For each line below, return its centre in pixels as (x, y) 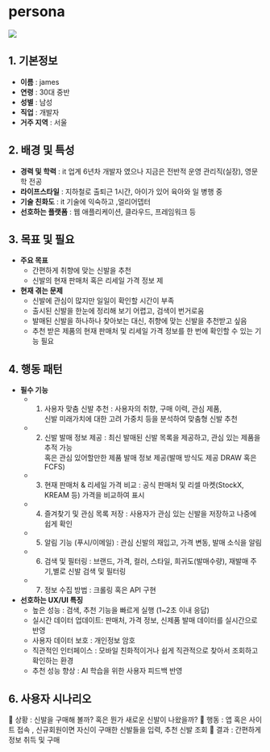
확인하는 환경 (53, 661)
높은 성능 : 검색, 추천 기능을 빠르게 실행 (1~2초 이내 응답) (120, 610)
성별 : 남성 (36, 102)
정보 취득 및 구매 (34, 740)
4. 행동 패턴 (35, 369)
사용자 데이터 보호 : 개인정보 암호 (83, 641)
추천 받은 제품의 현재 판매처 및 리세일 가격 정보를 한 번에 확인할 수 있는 (143, 331)
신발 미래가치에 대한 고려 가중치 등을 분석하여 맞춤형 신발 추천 (141, 419)
